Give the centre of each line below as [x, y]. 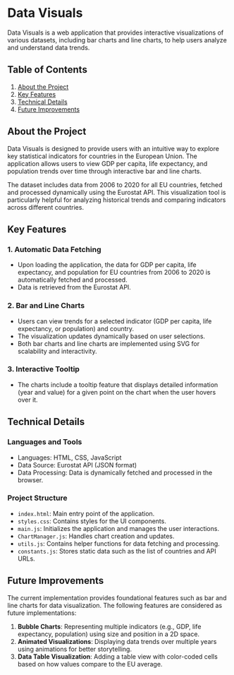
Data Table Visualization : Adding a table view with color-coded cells [118, 656]
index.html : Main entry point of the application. [86, 513]
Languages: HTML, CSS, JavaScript [69, 458]
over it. [27, 400]
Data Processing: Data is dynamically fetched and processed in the [115, 472]
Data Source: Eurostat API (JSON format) [77, 465]
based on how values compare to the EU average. [90, 664]
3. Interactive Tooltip [43, 369]
